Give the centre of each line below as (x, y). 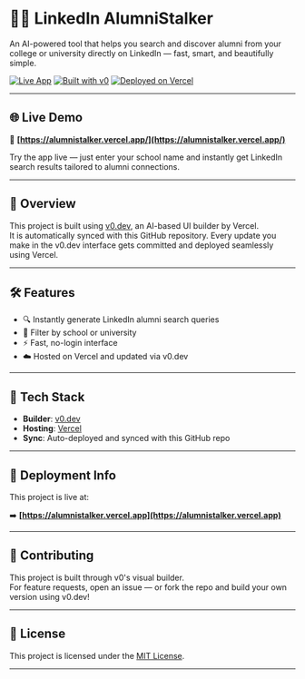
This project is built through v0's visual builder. (97, 577)
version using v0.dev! (49, 596)
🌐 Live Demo (46, 118)
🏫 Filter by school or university (79, 333)
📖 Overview (43, 204)
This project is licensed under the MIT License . (97, 655)
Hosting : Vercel (52, 428)
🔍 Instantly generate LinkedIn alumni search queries (121, 320)
